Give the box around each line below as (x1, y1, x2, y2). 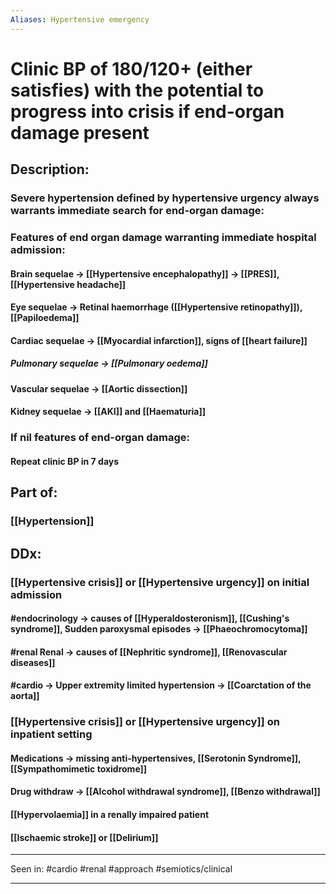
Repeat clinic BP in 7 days (10, 455, 120, 467)
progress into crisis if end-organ (10, 100, 285, 123)
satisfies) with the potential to (10, 79, 265, 101)
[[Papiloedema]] (10, 312, 80, 324)
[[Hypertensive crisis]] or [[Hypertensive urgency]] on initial (10, 575, 310, 589)
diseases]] (10, 656, 56, 668)
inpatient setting (10, 727, 93, 741)
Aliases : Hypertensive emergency (10, 14, 150, 25)
